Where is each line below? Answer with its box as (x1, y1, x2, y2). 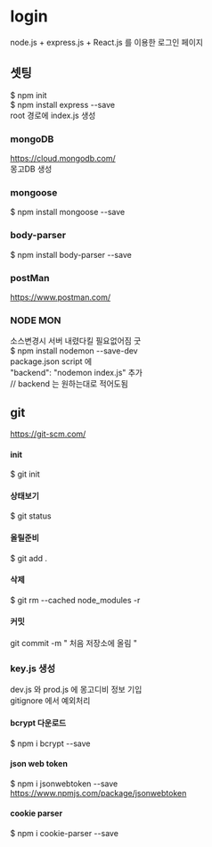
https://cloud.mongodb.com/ (10, 154, 116, 164)
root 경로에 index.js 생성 (10, 110, 96, 120)
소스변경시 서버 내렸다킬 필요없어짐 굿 (10, 336, 142, 346)
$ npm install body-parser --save (10, 249, 132, 260)
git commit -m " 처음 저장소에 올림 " (10, 638, 137, 649)
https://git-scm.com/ (10, 428, 86, 439)
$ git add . (10, 552, 48, 563)
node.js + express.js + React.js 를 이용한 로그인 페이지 (10, 37, 204, 47)
